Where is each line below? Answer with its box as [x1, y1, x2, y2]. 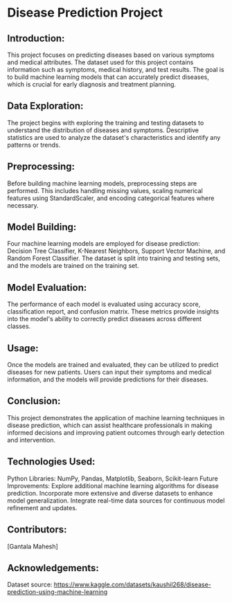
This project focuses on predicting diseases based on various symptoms [7, 51, 215, 59]
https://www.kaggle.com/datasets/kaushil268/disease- [53, 580, 211, 589]
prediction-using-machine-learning [7, 588, 108, 596]
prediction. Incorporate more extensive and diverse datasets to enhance [7, 489, 213, 497]
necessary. [7, 201, 39, 209]
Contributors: [7, 524, 67, 536]
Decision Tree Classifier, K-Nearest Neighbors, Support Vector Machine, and [7, 247, 226, 255]
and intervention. [7, 435, 56, 444]
